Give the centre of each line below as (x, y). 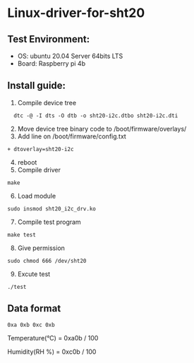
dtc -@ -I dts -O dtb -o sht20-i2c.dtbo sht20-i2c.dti (96, 115)
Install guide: (36, 86)
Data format (34, 309)
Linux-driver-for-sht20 (76, 13)
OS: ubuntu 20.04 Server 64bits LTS (70, 56)
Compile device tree (47, 102)
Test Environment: (49, 39)
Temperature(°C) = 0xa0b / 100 (53, 338)
